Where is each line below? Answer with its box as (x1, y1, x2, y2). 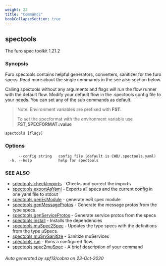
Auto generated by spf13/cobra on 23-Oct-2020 (5, 255, 104, 261)
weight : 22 (5, 7, 28, 12)
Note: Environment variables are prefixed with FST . (17, 106, 122, 112)
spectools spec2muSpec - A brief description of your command (12, 244, 143, 250)
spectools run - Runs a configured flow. (12, 239, 93, 245)
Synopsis (5, 60, 28, 67)
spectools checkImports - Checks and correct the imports (12, 181, 131, 187)
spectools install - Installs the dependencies (12, 217, 103, 223)
